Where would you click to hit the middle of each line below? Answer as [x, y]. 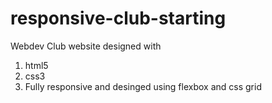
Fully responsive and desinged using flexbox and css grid [143, 86]
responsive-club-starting [118, 18]
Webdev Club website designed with [86, 46]
